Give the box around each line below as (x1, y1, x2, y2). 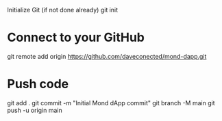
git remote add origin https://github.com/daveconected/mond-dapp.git (7, 52, 207, 60)
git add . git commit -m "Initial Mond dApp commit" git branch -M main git (7, 98, 215, 107)
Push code (7, 77, 69, 92)
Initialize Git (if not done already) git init (7, 6, 119, 14)
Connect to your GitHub (7, 30, 145, 45)
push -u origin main (7, 106, 63, 114)
